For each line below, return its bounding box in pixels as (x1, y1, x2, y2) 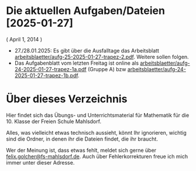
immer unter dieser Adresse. (6, 159, 75, 166)
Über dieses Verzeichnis (6, 92, 128, 106)
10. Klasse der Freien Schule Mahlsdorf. (6, 118, 101, 125)
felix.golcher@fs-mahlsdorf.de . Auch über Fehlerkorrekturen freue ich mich (6, 153, 188, 160)
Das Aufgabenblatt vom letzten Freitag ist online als (14, 60, 139, 67)
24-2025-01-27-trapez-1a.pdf (14, 65, 87, 72)
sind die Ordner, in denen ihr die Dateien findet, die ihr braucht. (6, 135, 158, 142)
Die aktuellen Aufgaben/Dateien (6, 4, 166, 18)
